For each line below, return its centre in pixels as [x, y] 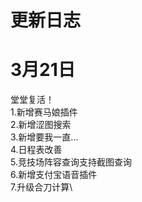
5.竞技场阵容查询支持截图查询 [71, 162]
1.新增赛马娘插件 [44, 112]
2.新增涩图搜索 [41, 125]
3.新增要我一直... [44, 137]
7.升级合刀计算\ [41, 187]
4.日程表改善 [36, 150]
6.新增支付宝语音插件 [54, 175]
